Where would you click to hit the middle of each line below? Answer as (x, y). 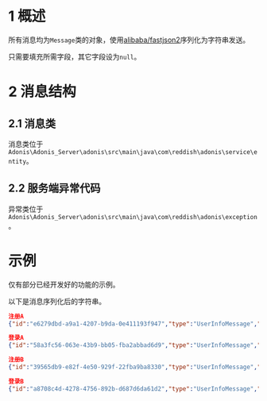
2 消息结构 (43, 92)
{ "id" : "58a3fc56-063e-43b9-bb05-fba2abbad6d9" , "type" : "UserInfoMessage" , (133, 345)
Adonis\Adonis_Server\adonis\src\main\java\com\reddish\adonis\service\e (133, 152)
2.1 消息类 (32, 123)
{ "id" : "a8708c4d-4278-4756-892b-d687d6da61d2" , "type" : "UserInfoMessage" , (133, 389)
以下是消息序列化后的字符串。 (57, 301)
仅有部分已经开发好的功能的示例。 (64, 284)
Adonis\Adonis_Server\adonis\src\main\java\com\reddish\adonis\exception (133, 217)
